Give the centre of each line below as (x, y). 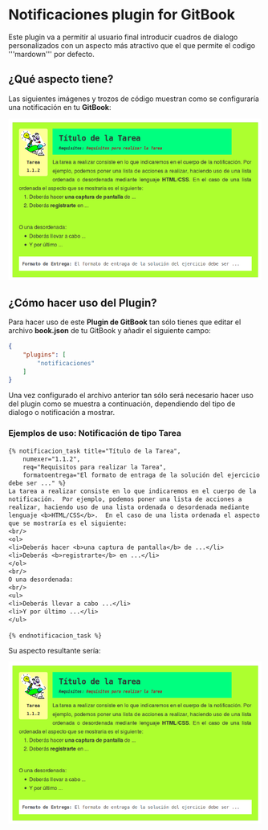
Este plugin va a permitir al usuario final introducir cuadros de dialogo (123, 37)
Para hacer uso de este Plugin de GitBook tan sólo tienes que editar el (125, 322)
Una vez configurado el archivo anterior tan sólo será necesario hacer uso (131, 396)
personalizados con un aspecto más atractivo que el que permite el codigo (132, 45)
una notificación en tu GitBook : (60, 107)
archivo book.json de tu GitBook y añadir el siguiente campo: (110, 330)
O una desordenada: (41, 580)
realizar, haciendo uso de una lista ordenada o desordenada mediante (129, 507)
